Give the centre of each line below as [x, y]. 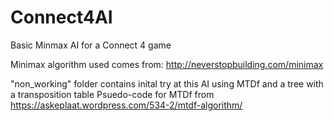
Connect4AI [61, 17]
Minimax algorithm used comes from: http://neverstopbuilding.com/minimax [167, 64]
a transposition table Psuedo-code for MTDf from [112, 94]
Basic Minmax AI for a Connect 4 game [91, 45]
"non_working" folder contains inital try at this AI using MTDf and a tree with [167, 83]
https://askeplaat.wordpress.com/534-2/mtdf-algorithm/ [126, 105]
